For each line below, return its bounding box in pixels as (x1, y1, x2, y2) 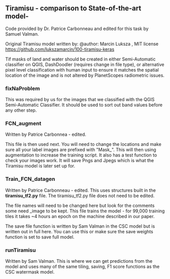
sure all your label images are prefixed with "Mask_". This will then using (5, 147, 156, 153)
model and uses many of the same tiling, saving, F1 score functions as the (5, 264, 160, 269)
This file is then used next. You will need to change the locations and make (5, 141, 161, 147)
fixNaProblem (5, 85, 40, 92)
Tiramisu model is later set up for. (5, 163, 75, 169)
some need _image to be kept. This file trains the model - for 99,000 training (5, 208, 165, 214)
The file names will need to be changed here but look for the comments (5, 202, 155, 208)
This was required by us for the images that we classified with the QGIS (5, 97, 155, 103)
